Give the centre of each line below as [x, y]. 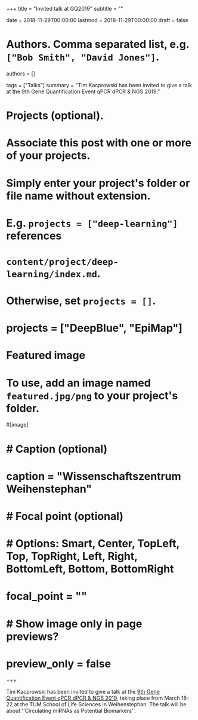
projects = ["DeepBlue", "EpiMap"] [95, 328]
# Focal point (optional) [65, 516]
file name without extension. [78, 196]
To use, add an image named [78, 383]
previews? [33, 636]
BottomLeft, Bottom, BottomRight [90, 569]
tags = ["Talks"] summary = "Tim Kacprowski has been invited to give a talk [99, 85]
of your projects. [48, 156]
